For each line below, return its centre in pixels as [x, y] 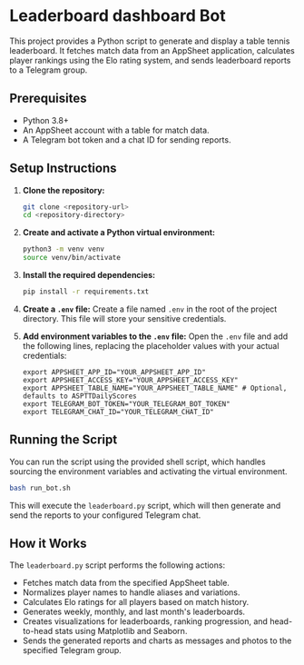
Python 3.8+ [46, 120]
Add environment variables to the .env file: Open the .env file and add [155, 336]
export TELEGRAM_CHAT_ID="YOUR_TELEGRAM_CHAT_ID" [118, 412]
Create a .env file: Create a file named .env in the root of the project [150, 309]
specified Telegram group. [72, 650]
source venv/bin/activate [71, 258]
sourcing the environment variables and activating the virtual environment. [148, 471]
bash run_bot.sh [40, 488]
